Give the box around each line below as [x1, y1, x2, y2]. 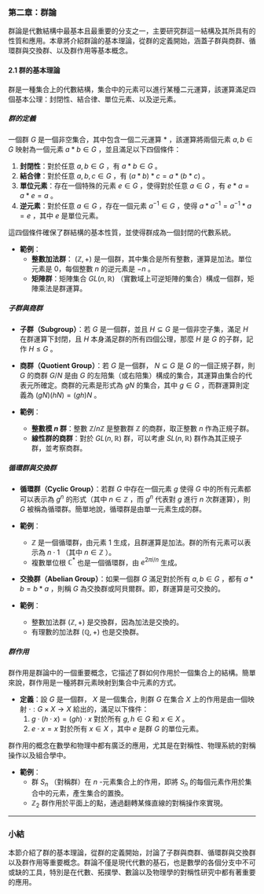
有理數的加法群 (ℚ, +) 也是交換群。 [31, 627, 144, 637]
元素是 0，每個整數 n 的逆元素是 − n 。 [31, 264, 155, 274]
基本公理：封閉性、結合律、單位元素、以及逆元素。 [14, 94, 181, 104]
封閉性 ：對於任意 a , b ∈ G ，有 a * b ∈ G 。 [19, 161, 163, 171]
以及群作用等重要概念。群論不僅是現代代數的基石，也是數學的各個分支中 [8, 858, 242, 867]
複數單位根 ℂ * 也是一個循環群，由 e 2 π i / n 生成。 [31, 556, 182, 567]
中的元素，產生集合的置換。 [38, 789, 128, 798]
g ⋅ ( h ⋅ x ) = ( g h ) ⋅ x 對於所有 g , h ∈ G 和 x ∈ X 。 [31, 714, 189, 724]
